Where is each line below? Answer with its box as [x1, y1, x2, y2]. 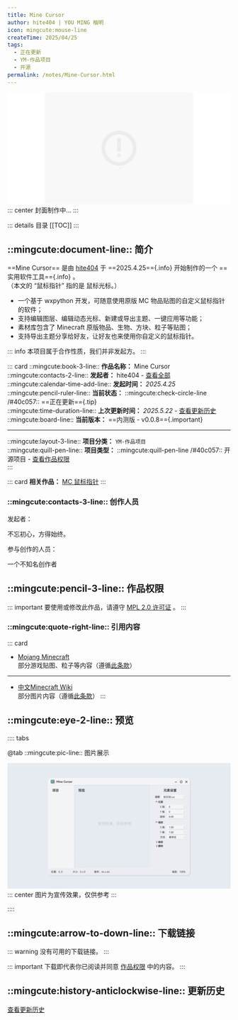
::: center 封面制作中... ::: [7, 206, 79, 214]
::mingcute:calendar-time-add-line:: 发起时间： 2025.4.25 [7, 380, 176, 388]
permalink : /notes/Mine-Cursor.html [7, 71, 115, 78]
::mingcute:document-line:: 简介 [7, 243, 154, 256]
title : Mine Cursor [7, 11, 65, 18]
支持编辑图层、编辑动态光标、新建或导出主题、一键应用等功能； [17, 314, 204, 323]
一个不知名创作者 [7, 559, 57, 568]
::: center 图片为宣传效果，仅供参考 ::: [7, 891, 117, 899]
